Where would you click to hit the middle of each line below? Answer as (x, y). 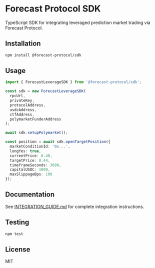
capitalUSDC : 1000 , (30, 170)
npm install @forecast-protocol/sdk (43, 55)
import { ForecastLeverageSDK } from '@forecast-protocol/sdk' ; (73, 82)
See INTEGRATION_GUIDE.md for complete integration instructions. (75, 206)
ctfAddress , (22, 114)
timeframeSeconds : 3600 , (35, 165)
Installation (23, 44)
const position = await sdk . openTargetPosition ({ (58, 142)
